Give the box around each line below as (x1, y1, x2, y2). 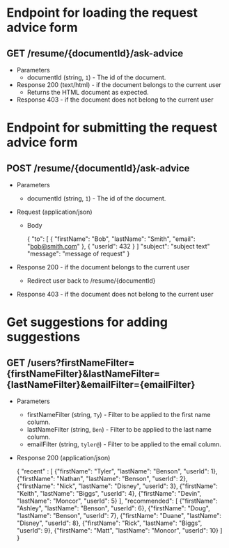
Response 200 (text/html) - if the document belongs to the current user (16, 81, 222, 88)
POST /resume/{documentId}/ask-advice (6, 162, 190, 174)
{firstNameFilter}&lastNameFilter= (6, 368, 161, 379)
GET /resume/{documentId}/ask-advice (6, 47, 184, 59)
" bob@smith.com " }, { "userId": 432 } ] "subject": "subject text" (26, 242, 210, 250)
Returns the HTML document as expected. (26, 88, 149, 96)
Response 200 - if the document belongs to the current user (16, 263, 190, 271)
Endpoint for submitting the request (6, 120, 218, 136)
